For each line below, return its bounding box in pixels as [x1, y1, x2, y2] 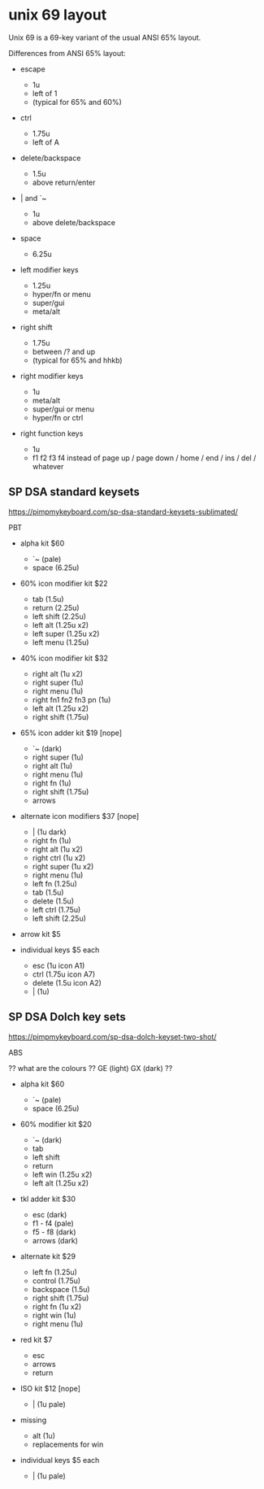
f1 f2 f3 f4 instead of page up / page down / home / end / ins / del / [32, 453, 257, 463]
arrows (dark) [32, 1235, 79, 1245]
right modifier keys [19, 371, 84, 381]
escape [19, 63, 46, 74]
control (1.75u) [32, 1275, 81, 1286]
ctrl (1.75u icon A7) [32, 969, 96, 979]
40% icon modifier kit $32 [19, 653, 108, 663]
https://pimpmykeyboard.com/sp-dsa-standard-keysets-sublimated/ [8, 507, 238, 516]
